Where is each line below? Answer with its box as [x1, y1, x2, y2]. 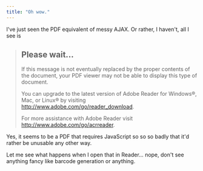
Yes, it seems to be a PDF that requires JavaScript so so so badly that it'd [6, 133, 190, 140]
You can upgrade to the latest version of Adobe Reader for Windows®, [21, 90, 197, 98]
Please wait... [21, 50, 74, 60]
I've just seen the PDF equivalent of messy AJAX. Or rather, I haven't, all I [6, 25, 190, 33]
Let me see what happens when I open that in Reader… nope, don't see [6, 151, 184, 158]
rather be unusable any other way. [6, 139, 92, 147]
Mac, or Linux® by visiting [21, 96, 86, 104]
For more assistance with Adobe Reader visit [21, 115, 133, 122]
